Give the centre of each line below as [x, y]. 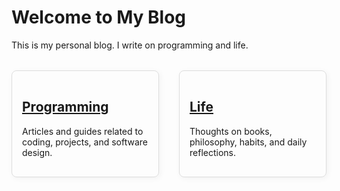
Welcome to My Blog [99, 17]
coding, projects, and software [85, 142]
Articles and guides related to [83, 131]
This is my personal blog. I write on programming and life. [130, 45]
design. [37, 152]
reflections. [212, 152]
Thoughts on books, [231, 131]
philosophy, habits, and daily [248, 142]
